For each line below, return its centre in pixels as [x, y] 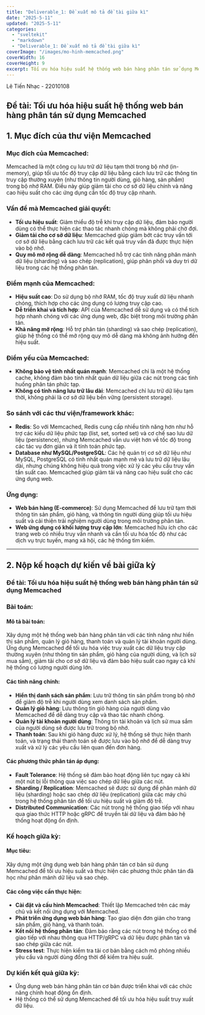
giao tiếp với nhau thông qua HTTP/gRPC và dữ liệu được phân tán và [103, 938]
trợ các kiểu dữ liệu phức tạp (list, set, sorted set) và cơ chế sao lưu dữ [104, 433]
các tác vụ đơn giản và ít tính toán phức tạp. [70, 446]
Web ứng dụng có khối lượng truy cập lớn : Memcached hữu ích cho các [106, 527]
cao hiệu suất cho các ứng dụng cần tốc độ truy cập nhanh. [81, 193]
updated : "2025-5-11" [34, 23]
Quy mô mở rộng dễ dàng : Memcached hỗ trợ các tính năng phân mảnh [106, 254]
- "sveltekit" [30, 35]
